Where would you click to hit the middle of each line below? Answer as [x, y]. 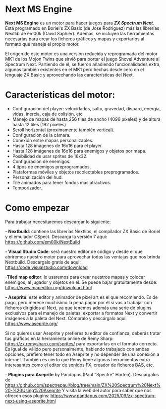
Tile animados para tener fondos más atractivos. [62, 182]
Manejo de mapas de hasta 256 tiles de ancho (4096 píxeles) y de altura [86, 119]
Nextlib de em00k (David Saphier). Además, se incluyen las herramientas [80, 33]
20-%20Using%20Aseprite [33, 390]
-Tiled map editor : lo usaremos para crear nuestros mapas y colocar [75, 277]
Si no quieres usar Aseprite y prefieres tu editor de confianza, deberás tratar [83, 333]
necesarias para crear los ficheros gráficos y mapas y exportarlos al [75, 39]
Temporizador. [27, 188]
